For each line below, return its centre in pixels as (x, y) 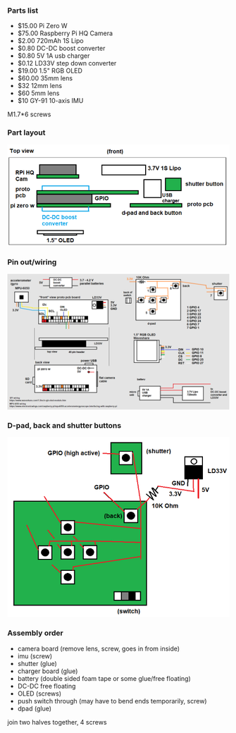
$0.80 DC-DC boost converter (61, 49)
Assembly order (35, 633)
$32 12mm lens (39, 86)
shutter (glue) (37, 663)
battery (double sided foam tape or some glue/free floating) (104, 678)
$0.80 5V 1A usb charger (54, 56)
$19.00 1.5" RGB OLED (50, 71)
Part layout (26, 133)
